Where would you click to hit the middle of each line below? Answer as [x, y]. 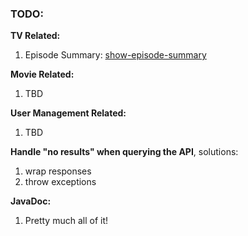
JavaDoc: [31, 201]
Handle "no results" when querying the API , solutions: [124, 152]
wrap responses [58, 171]
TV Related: [35, 36]
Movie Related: [42, 74]
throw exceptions [60, 182]
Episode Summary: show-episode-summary [115, 55]
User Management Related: [68, 113]
